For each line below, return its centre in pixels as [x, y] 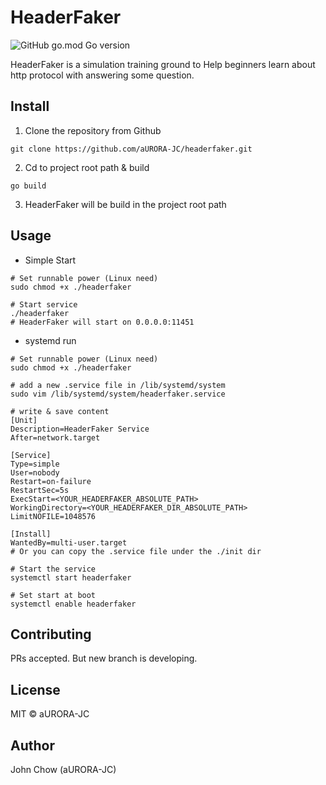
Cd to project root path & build [87, 167]
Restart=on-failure [51, 481]
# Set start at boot [53, 595]
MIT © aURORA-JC [50, 714]
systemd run [50, 340]
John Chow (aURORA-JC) [63, 769]
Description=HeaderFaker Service [80, 429]
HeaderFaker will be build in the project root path [125, 204]
